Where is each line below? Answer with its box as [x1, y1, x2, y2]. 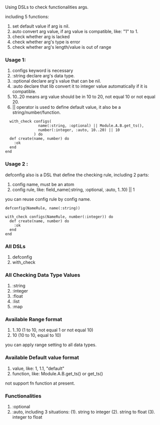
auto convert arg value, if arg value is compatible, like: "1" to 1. [12, 29, 139, 34]
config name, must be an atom [12, 181, 75, 187]
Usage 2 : [5, 161, 29, 167]
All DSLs [5, 243, 26, 250]
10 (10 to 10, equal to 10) [12, 332, 62, 338]
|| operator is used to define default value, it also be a [12, 104, 121, 110]
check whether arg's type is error [12, 39, 80, 45]
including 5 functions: [5, 14, 49, 19]
